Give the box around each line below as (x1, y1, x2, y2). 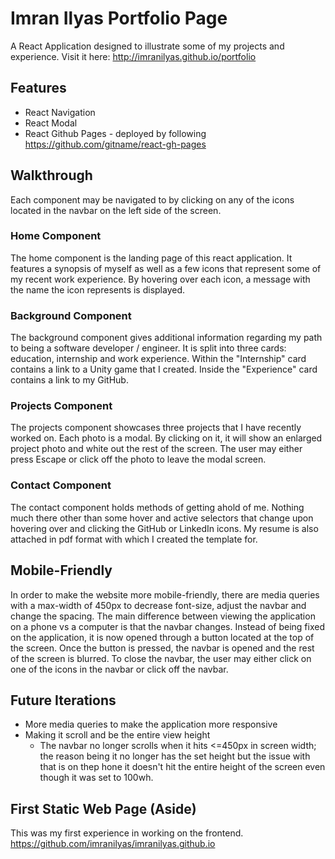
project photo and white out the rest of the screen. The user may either (10, 443, 303, 455)
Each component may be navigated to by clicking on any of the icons (10, 193, 295, 206)
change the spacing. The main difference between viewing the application (10, 610, 316, 622)
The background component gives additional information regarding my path (10, 332, 323, 344)
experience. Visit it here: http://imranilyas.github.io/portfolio (10, 50, 257, 62)
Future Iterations (10, 692, 117, 709)
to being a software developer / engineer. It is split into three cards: (10, 342, 287, 354)
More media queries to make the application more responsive (24, 718, 278, 731)
